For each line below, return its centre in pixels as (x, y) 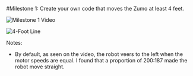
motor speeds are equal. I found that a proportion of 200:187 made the (101, 60)
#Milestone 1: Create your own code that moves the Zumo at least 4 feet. (95, 9)
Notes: (14, 43)
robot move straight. (39, 67)
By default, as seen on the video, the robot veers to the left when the (99, 54)
